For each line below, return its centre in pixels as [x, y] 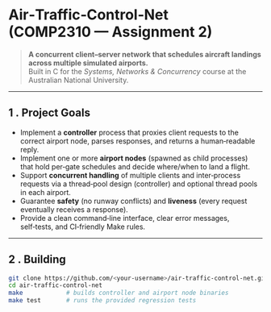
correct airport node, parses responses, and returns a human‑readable [138, 141]
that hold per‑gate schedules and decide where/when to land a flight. [135, 166]
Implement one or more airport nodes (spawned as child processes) [134, 158]
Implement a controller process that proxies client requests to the [129, 132]
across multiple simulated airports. [88, 63]
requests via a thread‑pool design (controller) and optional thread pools [139, 184]
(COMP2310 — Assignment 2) [110, 32]
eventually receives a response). [74, 209]
